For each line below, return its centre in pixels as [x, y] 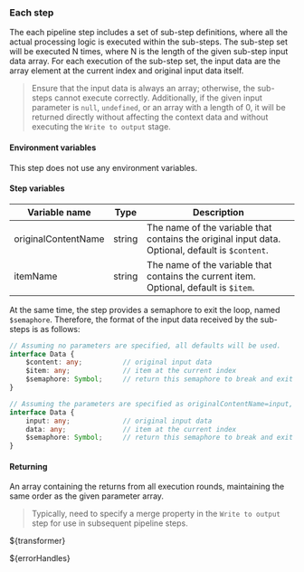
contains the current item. [201, 276]
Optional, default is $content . [207, 250]
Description [218, 212]
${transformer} [38, 541]
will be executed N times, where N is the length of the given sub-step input [149, 52]
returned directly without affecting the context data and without [150, 117]
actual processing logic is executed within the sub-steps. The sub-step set [148, 42]
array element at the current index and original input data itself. [127, 71]
